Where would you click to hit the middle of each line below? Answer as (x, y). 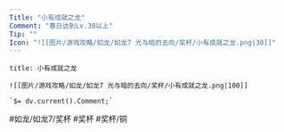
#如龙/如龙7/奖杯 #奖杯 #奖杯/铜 (68, 119)
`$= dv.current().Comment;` (61, 102)
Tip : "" (24, 34)
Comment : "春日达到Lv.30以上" (61, 26)
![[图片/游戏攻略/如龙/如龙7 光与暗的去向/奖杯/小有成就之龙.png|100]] (129, 86)
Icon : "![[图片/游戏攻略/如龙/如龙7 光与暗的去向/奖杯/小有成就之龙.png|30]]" (142, 42)
